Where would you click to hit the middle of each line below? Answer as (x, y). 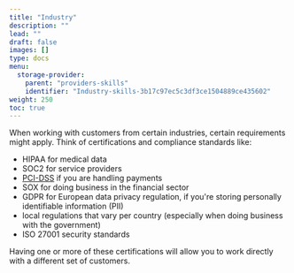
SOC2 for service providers (72, 169)
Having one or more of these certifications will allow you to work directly (141, 252)
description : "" (39, 26)
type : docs (29, 58)
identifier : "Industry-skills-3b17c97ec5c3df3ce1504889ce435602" (148, 91)
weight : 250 (31, 99)
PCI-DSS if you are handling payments (92, 178)
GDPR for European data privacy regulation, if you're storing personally (151, 197)
